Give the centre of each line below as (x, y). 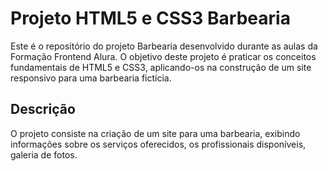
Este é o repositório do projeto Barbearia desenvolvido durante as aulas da (164, 46)
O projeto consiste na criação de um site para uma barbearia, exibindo (155, 133)
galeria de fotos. (44, 154)
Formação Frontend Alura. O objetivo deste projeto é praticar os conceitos (163, 56)
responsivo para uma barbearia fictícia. (91, 78)
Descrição (43, 109)
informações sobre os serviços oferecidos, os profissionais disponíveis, (158, 144)
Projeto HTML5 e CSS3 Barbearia (150, 18)
